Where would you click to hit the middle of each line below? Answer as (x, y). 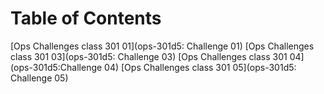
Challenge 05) (39, 78)
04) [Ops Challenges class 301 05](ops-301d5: (200, 67)
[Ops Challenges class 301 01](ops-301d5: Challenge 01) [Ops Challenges (162, 46)
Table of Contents (86, 18)
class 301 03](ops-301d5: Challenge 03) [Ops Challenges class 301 (149, 56)
